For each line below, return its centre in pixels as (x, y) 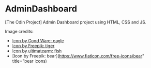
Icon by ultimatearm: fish (37, 51)
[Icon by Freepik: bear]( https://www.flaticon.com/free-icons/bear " (78, 56)
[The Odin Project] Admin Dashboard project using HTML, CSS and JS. (76, 22)
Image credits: (19, 31)
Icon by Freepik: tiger (33, 45)
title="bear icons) (30, 61)
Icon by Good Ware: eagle (38, 40)
